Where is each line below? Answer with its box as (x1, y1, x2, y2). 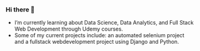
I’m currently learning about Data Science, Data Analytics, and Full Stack (14, 19, 194, 26)
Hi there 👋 (5, 5, 35, 14)
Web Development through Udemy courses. (14, 25, 124, 32)
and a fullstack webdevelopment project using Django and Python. (14, 38, 180, 46)
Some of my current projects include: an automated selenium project (14, 32, 184, 39)
